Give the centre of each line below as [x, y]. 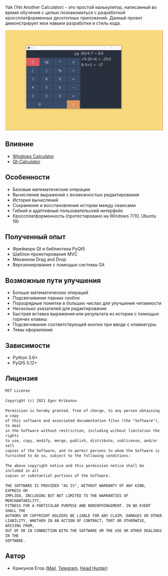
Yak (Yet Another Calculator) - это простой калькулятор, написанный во [81, 7]
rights [12, 435]
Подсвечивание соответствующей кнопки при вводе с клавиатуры [84, 324]
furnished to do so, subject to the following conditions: [68, 455]
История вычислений [35, 200]
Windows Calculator [33, 156]
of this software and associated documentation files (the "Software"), [82, 420]
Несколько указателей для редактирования [59, 308]
